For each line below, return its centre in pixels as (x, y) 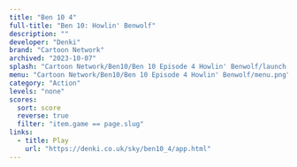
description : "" (39, 34)
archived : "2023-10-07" (53, 58)
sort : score (39, 108)
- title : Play (43, 140)
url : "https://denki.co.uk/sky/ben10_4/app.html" (118, 148)
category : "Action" (45, 83)
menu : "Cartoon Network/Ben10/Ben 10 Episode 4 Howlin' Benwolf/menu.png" (150, 75)
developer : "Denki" (45, 42)
